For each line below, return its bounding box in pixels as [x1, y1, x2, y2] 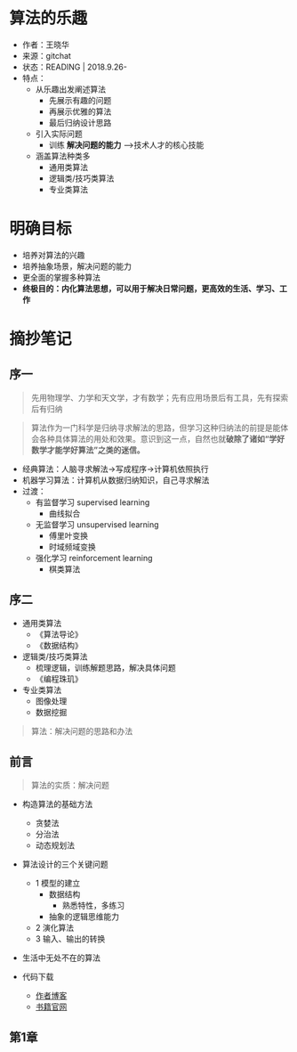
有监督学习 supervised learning [35, 496, 150, 508]
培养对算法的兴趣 [21, 249, 85, 260]
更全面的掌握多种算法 [21, 272, 100, 282]
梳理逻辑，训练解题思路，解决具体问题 [35, 662, 176, 673]
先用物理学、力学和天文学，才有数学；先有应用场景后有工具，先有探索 [30, 392, 289, 403]
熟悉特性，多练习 [61, 900, 125, 910]
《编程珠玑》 [35, 673, 83, 684]
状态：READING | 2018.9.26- [21, 61, 127, 72]
